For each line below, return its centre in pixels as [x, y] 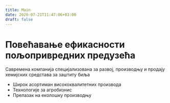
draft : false [19, 19]
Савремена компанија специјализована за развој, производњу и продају [85, 70]
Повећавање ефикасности [65, 44]
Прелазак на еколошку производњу [52, 95]
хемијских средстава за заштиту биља [48, 75]
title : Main [18, 10]
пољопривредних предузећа [70, 55]
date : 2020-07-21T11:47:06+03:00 [41, 15]
